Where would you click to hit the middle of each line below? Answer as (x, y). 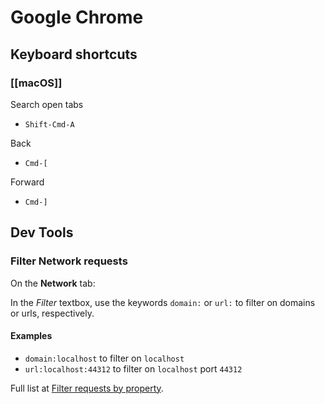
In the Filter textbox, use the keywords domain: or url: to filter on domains (163, 302)
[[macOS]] (36, 83)
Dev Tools (42, 232)
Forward (27, 182)
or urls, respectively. (52, 313)
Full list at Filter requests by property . (87, 388)
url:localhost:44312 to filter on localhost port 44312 (133, 368)
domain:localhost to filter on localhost (104, 358)
